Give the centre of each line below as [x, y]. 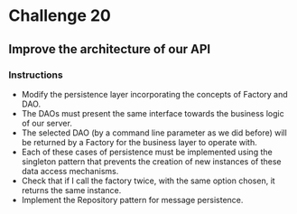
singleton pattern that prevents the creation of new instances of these [151, 161]
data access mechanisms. [70, 171]
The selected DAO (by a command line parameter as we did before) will [154, 133]
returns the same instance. [71, 190]
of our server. [47, 123]
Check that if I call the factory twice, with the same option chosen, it [148, 181]
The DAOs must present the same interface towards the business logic [153, 113]
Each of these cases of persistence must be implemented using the [147, 152]
